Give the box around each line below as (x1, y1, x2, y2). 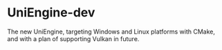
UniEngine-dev (7, 5, 95, 21)
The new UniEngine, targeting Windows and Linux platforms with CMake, (7, 27, 216, 36)
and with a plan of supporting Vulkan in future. (7, 34, 140, 42)
